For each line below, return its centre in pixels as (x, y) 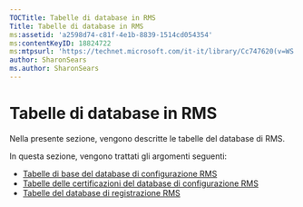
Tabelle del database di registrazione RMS (102, 192)
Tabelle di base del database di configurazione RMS (120, 173)
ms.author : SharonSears (54, 69)
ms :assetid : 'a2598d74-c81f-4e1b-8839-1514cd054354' (111, 34)
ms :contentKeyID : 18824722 (60, 43)
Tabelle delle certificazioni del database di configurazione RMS (140, 183)
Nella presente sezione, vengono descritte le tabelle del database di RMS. (147, 138)
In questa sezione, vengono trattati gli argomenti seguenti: (118, 156)
